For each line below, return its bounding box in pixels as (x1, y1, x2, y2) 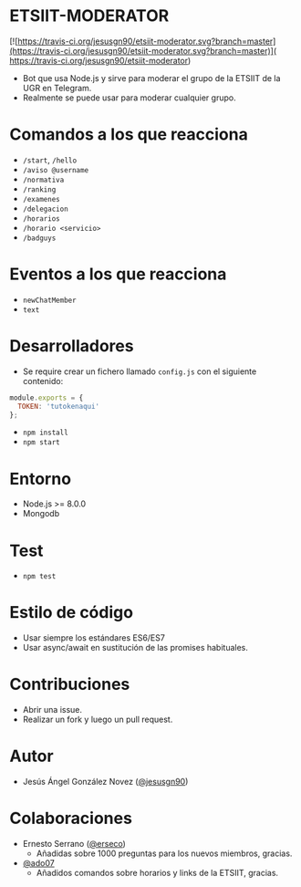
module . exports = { (9, 393, 84, 402)
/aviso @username (22, 165, 89, 174)
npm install (22, 428, 68, 438)
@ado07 (22, 858, 55, 868)
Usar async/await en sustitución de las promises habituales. (22, 642, 249, 653)
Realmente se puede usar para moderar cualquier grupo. (22, 92, 236, 103)
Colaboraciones (9, 809, 132, 829)
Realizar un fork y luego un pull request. (22, 714, 173, 725)
